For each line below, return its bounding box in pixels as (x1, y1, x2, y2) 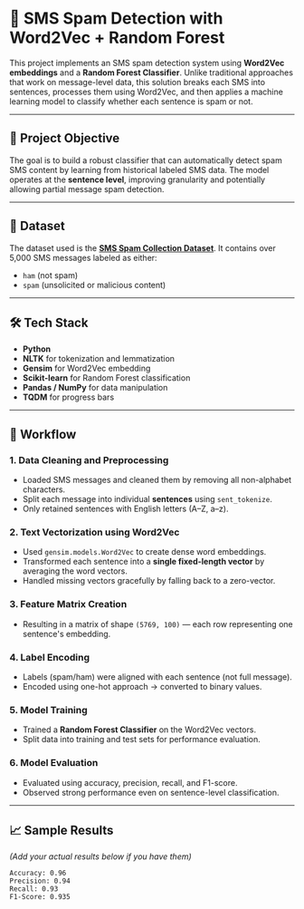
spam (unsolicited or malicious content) (22, 279, 166, 290)
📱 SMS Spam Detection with (9, 8, 223, 29)
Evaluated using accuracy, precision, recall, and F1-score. (22, 777, 238, 788)
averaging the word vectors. (22, 566, 128, 576)
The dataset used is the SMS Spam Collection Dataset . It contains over (9, 242, 276, 253)
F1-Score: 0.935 (9, 893, 71, 902)
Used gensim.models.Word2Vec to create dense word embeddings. (22, 546, 267, 557)
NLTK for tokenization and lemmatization (22, 353, 175, 364)
